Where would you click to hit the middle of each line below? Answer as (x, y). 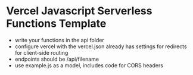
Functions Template (56, 24)
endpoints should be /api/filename (57, 59)
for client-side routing (41, 52)
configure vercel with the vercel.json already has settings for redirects (101, 46)
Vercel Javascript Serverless (79, 11)
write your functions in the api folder (59, 40)
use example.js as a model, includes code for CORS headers (89, 65)
